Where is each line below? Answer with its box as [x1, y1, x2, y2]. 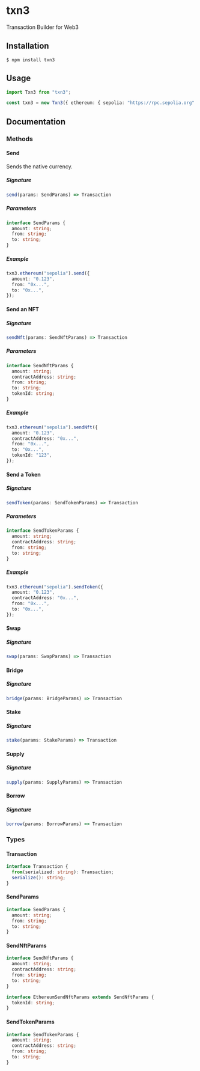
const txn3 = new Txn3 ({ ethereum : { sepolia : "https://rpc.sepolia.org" [6, 100, 195, 106]
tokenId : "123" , [11, 452, 52, 459]
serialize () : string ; [11, 874, 66, 880]
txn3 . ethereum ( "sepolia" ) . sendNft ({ [6, 424, 98, 430]
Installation [6, 41, 49, 51]
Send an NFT [6, 305, 39, 313]
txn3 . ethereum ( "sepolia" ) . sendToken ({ [6, 584, 103, 590]
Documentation [6, 117, 66, 127]
